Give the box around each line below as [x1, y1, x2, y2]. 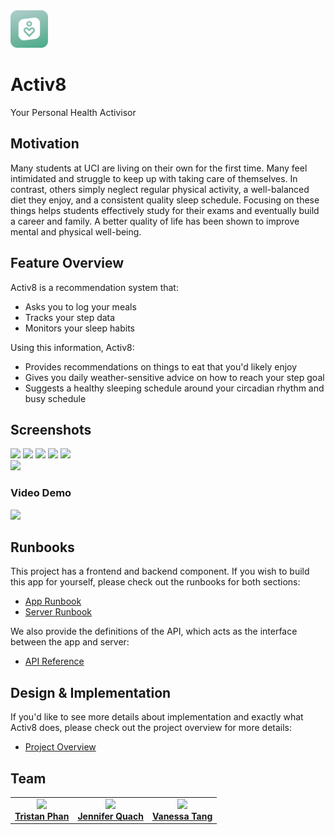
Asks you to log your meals [24, 300, 137, 313]
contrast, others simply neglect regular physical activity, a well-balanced [10, 183, 310, 195]
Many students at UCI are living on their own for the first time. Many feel [10, 162, 308, 174]
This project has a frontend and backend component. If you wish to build [10, 565, 310, 578]
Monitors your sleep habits [24, 322, 135, 334]
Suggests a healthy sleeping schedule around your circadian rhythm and [24, 382, 325, 394]
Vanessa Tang [151, 810, 213, 822]
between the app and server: [10, 636, 130, 648]
